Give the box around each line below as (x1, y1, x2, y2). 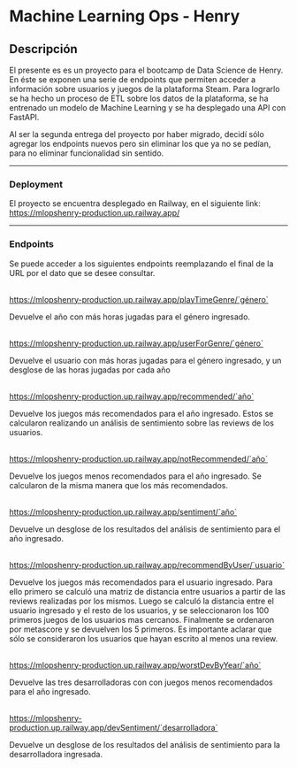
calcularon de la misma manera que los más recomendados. (9, 480, 228, 490)
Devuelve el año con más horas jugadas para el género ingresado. (9, 311, 250, 322)
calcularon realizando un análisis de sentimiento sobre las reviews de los (9, 418, 274, 428)
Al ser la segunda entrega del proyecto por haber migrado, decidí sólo (9, 129, 265, 139)
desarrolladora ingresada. (9, 749, 103, 759)
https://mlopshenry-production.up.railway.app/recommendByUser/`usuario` (9, 559, 286, 570)
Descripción (9, 42, 78, 57)
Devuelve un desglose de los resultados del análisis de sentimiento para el (9, 524, 281, 534)
